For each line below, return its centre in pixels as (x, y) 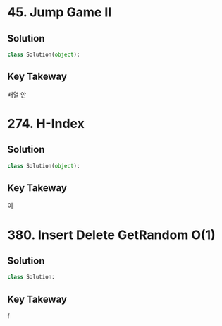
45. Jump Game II (60, 12)
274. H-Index (46, 123)
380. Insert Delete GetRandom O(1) (112, 235)
